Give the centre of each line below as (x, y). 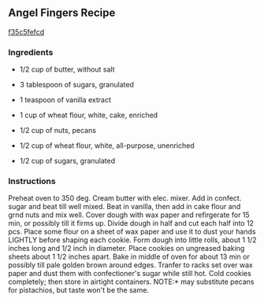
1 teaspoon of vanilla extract (65, 100)
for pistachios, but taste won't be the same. (79, 290)
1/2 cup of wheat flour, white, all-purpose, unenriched (107, 145)
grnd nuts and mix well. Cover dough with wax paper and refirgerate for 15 (129, 215)
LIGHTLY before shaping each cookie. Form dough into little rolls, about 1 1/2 (132, 240)
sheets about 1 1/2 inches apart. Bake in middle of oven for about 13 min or (129, 257)
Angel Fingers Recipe (62, 13)
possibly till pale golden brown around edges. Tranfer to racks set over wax (131, 265)
